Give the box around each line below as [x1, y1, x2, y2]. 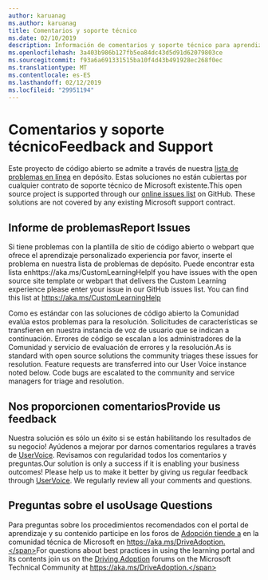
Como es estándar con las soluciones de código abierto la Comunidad [8, 308, 239, 318]
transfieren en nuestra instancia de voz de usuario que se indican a [8, 325, 230, 336]
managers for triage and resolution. [8, 376, 124, 386]
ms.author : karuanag [8, 19, 77, 27]
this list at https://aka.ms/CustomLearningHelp [8, 293, 161, 303]
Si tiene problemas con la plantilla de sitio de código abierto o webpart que [8, 242, 254, 252]
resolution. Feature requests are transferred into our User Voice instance [8, 360, 247, 369]
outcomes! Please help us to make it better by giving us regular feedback [8, 467, 249, 476]
